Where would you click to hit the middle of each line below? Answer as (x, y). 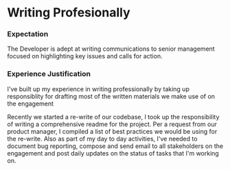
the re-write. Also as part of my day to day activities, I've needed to (102, 138)
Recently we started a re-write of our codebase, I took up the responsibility (113, 117)
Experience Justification (49, 74)
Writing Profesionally (69, 13)
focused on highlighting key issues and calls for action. (85, 56)
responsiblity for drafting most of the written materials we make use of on (111, 96)
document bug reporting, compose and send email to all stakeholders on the (115, 146)
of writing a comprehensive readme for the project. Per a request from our (112, 124)
